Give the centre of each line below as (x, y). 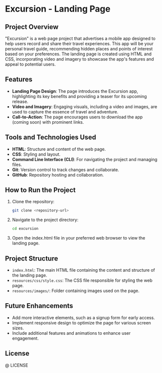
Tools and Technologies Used (50, 138)
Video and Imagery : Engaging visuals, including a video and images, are (85, 106)
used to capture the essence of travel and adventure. (65, 112)
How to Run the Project (40, 190)
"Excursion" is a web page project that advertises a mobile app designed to (81, 38)
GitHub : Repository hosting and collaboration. (58, 175)
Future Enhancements (39, 306)
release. (20, 101)
